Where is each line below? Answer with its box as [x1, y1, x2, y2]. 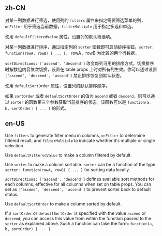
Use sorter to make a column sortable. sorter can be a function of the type [5, 161, 156, 167]
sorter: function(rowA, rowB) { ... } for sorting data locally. [5, 167, 130, 173]
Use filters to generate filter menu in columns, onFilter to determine [5, 132, 145, 138]
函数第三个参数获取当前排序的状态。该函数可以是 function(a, [29, 99, 151, 105]
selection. [5, 142, 25, 148]
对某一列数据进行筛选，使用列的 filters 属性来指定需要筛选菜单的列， [5, 17, 146, 23]
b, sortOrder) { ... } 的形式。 [5, 105, 69, 111]
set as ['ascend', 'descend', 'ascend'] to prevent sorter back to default [5, 186, 151, 192]
